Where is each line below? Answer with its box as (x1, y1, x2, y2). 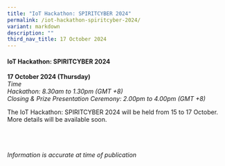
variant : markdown (7, 23, 60, 30)
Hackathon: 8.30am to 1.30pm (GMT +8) (7, 87, 123, 95)
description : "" (7, 29, 54, 37)
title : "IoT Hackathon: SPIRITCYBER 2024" (7, 10, 132, 17)
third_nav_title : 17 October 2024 (7, 36, 107, 43)
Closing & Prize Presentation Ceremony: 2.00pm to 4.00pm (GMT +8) (7, 95, 206, 103)
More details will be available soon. (7, 116, 107, 124)
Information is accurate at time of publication (7, 151, 137, 159)
